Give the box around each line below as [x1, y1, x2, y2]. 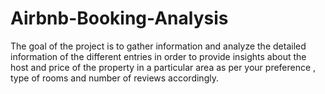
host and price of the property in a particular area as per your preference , [10, 61, 317, 73]
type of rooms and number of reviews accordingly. [10, 72, 219, 84]
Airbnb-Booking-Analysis [10, 7, 229, 30]
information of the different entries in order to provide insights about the [10, 50, 307, 62]
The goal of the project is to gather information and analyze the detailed [10, 40, 307, 52]
